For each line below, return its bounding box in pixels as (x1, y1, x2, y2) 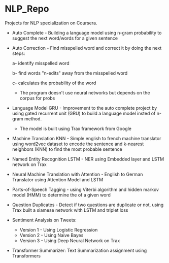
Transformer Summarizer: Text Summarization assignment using (12, 247, 147, 253)
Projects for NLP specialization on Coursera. (5, 20, 97, 26)
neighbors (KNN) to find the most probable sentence (12, 146, 122, 152)
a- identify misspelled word (12, 60, 70, 66)
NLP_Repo (5, 3, 49, 15)
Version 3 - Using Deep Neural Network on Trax (19, 237, 120, 244)
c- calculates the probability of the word (12, 80, 96, 86)
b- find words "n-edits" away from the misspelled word (12, 70, 128, 76)
